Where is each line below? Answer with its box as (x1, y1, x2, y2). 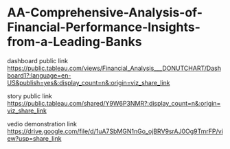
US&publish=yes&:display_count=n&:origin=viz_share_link (7, 78, 170, 87)
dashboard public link (7, 56, 69, 65)
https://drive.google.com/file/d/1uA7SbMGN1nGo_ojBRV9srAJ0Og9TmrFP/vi (7, 127, 223, 135)
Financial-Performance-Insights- (7, 19, 201, 35)
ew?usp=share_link (7, 134, 62, 142)
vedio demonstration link (7, 119, 78, 128)
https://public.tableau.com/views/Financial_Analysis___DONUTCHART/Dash (7, 64, 222, 72)
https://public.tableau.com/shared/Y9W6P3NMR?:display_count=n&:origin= (7, 99, 221, 107)
